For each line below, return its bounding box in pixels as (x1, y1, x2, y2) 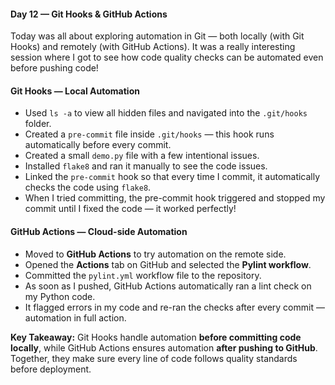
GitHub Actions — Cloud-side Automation (10, 226, 188, 237)
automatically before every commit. (24, 139, 172, 151)
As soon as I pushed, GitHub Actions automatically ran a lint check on (24, 280, 312, 292)
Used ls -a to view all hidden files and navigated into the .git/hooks (24, 107, 308, 119)
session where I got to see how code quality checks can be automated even (10, 51, 324, 64)
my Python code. (24, 290, 96, 302)
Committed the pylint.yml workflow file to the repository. (24, 269, 262, 281)
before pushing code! (10, 62, 99, 74)
